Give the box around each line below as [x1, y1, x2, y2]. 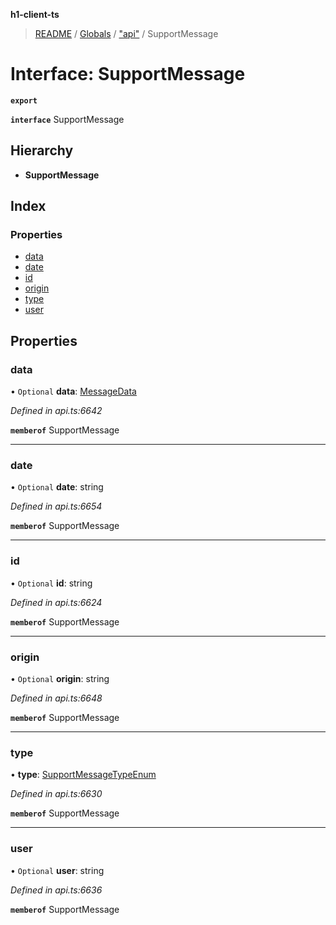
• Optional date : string [10, 481, 104, 493]
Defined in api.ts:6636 [10, 884, 103, 896]
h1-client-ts [10, 9, 60, 20]
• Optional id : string [10, 577, 93, 589]
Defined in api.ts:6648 [10, 692, 103, 704]
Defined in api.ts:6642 [10, 405, 103, 417]
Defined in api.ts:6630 [10, 788, 103, 800]
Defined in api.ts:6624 [10, 596, 103, 608]
